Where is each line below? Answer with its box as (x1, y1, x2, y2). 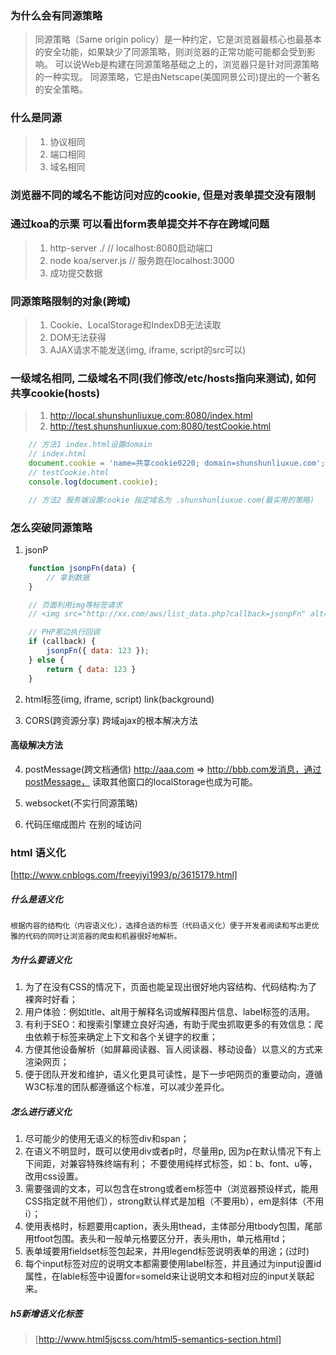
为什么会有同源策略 (10, 8, 103, 22)
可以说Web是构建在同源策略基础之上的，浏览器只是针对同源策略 (54, 58, 320, 71)
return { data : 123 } (46, 664, 137, 674)
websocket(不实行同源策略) (24, 797, 138, 809)
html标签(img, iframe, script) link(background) (24, 693, 215, 705)
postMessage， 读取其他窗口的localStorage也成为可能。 (24, 775, 258, 787)
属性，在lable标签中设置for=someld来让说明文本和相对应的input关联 (24, 1270, 307, 1282)
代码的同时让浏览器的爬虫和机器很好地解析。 (24, 932, 182, 942)
